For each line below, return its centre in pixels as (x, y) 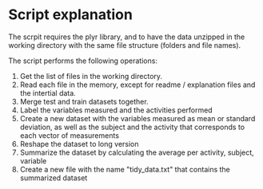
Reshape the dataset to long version (79, 144)
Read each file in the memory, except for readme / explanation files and (137, 85)
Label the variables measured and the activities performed (116, 110)
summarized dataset (54, 178)
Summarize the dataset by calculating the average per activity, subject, (137, 152)
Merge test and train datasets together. (84, 101)
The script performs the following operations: (83, 61)
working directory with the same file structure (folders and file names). (125, 45)
